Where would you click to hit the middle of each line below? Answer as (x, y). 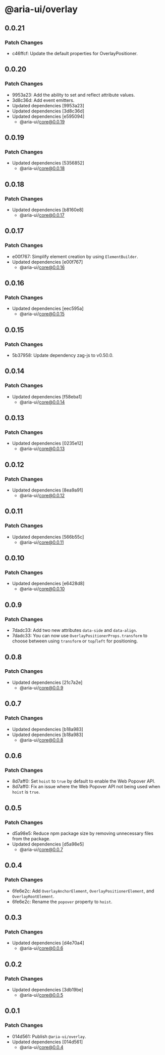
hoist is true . (26, 792)
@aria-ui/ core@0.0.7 (41, 849)
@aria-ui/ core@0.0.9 (41, 687)
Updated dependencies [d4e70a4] (48, 943)
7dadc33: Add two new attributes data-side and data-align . (74, 630)
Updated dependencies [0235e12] (48, 443)
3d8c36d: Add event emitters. (43, 100)
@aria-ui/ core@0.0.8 (41, 740)
